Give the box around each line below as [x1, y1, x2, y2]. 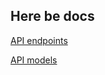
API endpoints [10, 34, 68, 46]
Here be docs [10, 8, 95, 25]
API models [10, 54, 58, 66]
